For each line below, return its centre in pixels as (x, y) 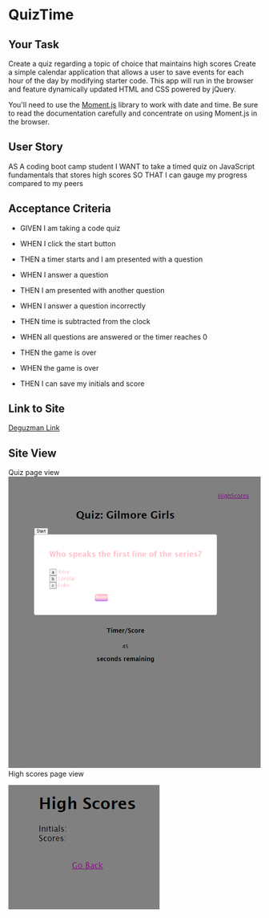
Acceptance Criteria (60, 209)
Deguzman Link (34, 428)
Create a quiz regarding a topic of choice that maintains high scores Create (132, 63)
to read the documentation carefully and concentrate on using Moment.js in (133, 113)
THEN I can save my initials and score (82, 384)
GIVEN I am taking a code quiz (70, 228)
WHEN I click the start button (68, 243)
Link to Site (37, 409)
